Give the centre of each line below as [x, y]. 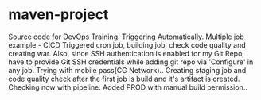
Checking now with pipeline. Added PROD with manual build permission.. [128, 87]
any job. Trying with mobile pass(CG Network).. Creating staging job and [127, 70]
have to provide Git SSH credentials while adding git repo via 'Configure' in [131, 62]
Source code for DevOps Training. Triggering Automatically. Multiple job [126, 37]
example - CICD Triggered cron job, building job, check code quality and [127, 44]
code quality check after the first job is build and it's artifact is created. [124, 79]
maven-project [58, 15]
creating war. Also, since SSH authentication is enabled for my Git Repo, [127, 53]
